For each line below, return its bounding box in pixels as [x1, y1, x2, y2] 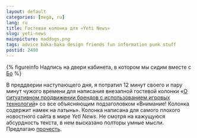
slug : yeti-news [6, 31, 46, 37]
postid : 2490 [6, 47, 39, 53]
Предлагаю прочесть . [6, 125, 62, 132]
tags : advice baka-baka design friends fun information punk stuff [6, 42, 177, 48]
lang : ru [6, 20, 28, 25]
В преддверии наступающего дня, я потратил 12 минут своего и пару [6, 81, 183, 88]
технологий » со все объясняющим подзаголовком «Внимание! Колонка [6, 100, 190, 107]
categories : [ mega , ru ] [6, 14, 65, 20]
